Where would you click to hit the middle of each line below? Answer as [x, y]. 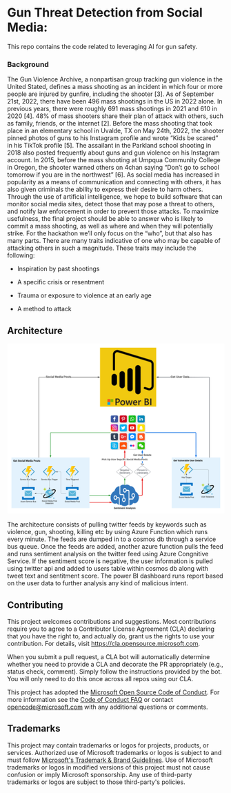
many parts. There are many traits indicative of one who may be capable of [114, 241]
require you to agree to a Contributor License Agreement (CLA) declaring [111, 629]
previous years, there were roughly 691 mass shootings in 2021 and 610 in [112, 109]
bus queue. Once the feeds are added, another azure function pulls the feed [115, 547]
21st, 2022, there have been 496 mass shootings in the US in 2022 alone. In [115, 101]
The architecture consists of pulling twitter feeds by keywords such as [107, 525]
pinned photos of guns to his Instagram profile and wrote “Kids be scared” [113, 138]
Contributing [35, 605]
